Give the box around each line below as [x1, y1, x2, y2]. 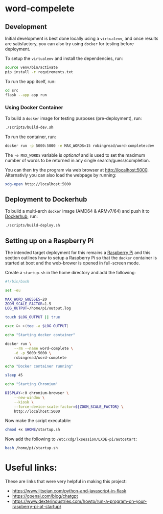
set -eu [5, 288, 21, 293]
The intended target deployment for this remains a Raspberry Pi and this [5, 249, 151, 256]
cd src [5, 88, 19, 93]
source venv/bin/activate [5, 65, 58, 70]
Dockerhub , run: [5, 213, 38, 219]
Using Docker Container [5, 104, 64, 111]
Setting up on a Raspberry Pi [5, 236, 94, 245]
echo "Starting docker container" [5, 333, 76, 338]
